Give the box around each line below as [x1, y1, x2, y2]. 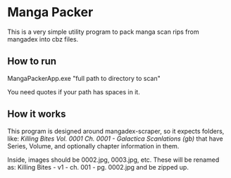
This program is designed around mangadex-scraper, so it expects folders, [7, 127, 225, 135]
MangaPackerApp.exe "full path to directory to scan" [7, 74, 161, 82]
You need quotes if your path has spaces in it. [7, 87, 141, 96]
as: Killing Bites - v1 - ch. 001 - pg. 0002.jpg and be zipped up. [7, 163, 189, 171]
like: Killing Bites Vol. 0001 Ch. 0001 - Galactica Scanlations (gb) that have [7, 134, 223, 143]
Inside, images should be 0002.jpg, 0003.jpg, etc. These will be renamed [7, 155, 220, 164]
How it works [7, 108, 66, 120]
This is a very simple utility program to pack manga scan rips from [7, 27, 199, 36]
